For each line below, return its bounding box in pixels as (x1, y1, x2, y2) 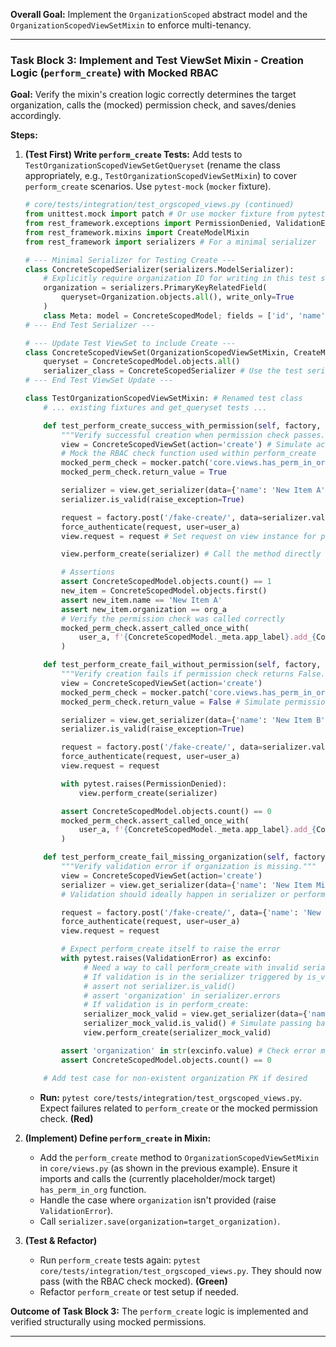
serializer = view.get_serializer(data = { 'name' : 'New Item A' (61, 485, 326, 496)
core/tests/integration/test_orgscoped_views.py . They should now (39, 1264, 322, 1276)
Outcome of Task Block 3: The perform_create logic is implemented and (10, 1305, 309, 1317)
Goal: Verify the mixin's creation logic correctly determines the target (10, 89, 297, 101)
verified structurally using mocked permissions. (10, 1315, 207, 1328)
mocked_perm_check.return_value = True (61, 467, 227, 478)
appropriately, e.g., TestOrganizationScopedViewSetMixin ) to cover (24, 170, 297, 182)
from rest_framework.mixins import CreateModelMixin (24, 227, 250, 238)
